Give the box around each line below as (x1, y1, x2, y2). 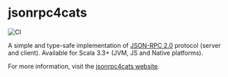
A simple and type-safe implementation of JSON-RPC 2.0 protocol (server (8, 41, 221, 49)
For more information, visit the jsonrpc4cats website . (8, 62, 160, 70)
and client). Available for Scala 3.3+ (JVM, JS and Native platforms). (8, 49, 204, 57)
